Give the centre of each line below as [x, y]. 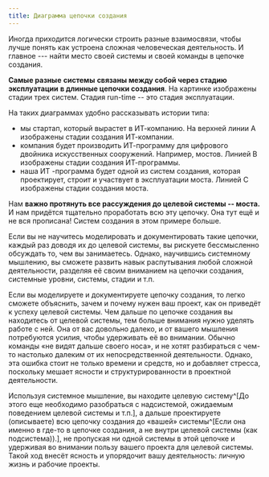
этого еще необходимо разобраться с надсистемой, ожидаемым [121, 404]
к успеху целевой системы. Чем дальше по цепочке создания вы [121, 311]
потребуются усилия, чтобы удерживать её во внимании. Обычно [122, 337]
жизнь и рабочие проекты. [54, 464]
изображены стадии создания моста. [84, 188]
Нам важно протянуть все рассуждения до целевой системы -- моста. [134, 204]
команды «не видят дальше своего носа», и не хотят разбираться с [125, 346]
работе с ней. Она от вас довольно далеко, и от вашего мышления [123, 329]
